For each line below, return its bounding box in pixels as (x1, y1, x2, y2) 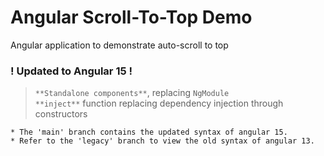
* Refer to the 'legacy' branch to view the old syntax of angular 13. (10, 136, 315, 146)
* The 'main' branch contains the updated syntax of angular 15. (10, 127, 288, 138)
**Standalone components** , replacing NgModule (34, 87, 230, 99)
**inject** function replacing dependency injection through (34, 97, 284, 110)
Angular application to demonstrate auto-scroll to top (10, 39, 229, 51)
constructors (34, 108, 88, 120)
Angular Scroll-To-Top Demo (10, 6, 253, 29)
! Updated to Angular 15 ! (10, 64, 133, 78)
